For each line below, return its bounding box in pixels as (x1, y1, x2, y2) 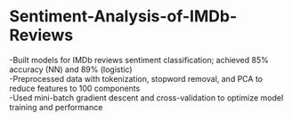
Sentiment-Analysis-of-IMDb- (9, 6, 238, 27)
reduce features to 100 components (9, 83, 141, 93)
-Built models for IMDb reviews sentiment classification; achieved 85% (9, 54, 269, 65)
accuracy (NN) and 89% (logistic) (9, 64, 133, 75)
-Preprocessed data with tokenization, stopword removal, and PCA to (9, 73, 264, 84)
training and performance (9, 101, 103, 112)
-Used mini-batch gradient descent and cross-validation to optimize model (9, 92, 284, 103)
